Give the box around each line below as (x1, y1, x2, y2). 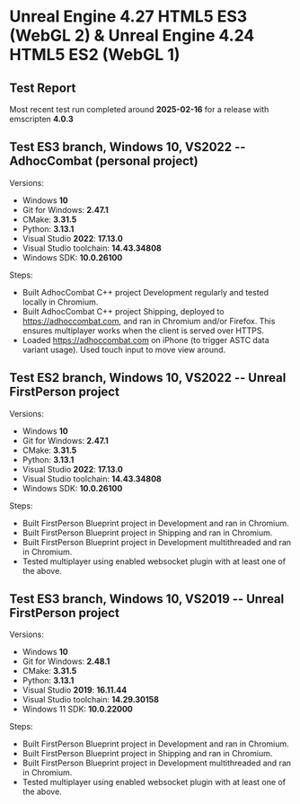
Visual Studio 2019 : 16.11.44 (22, 685, 128, 695)
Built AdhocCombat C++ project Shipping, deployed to (22, 305, 225, 316)
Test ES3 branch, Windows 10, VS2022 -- (9, 139, 246, 155)
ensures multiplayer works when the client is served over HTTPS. (22, 325, 265, 336)
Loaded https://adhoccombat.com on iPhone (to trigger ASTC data (22, 334, 269, 345)
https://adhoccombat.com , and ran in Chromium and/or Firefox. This (22, 315, 276, 326)
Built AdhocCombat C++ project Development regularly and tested (22, 287, 269, 297)
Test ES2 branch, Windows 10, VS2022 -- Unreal (9, 370, 287, 385)
